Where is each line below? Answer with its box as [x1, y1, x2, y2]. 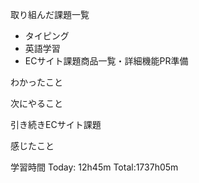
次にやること [10, 98, 63, 109]
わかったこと [10, 76, 63, 88]
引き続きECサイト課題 [10, 119, 102, 130]
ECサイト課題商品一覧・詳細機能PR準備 [24, 55, 189, 67]
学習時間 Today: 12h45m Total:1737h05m [10, 161, 179, 173]
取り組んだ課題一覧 [10, 9, 90, 20]
